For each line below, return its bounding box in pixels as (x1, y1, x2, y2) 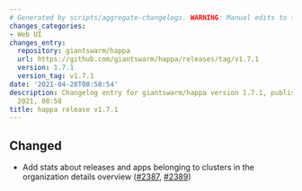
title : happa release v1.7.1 (9, 105, 119, 114)
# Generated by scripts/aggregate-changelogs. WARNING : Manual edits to (9, 13, 288, 22)
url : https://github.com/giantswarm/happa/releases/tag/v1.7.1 (17, 55, 259, 64)
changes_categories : (9, 22, 87, 30)
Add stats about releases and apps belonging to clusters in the (22, 162, 254, 173)
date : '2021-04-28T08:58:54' (9, 80, 119, 89)
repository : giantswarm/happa (17, 47, 130, 56)
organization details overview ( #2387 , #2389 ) (22, 171, 191, 182)
